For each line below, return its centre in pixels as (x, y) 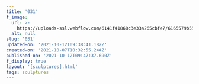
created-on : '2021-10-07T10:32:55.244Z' (57, 50)
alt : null (23, 34)
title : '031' (22, 12)
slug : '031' (21, 39)
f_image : (17, 17)
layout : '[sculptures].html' (42, 67)
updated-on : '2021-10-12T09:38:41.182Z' (57, 45)
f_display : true (26, 61)
